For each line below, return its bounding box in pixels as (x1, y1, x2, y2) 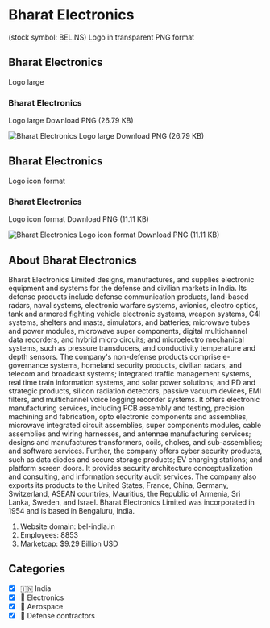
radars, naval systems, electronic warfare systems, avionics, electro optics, (8, 300, 259, 310)
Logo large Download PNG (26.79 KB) (8, 115, 135, 126)
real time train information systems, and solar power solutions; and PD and (8, 377, 256, 387)
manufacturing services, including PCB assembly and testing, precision (8, 403, 246, 413)
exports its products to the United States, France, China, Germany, (8, 480, 229, 489)
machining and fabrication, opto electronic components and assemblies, (8, 411, 248, 421)
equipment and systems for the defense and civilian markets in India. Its (8, 283, 247, 293)
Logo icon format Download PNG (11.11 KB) (8, 214, 149, 224)
